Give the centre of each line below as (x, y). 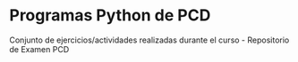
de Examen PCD (39, 49)
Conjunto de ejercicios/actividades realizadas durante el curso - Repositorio (149, 40)
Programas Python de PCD (110, 15)
